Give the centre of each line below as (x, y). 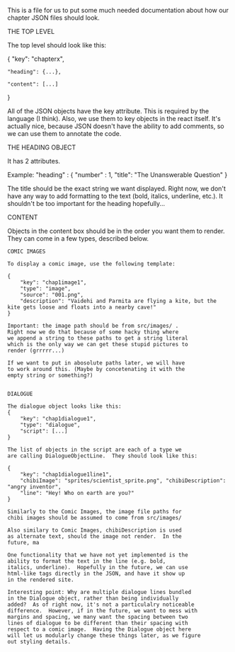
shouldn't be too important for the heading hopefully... (86, 204)
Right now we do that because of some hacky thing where (93, 332)
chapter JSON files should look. (54, 18)
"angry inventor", (34, 487)
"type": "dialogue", (50, 425)
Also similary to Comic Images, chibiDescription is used (94, 530)
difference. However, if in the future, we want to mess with (103, 611)
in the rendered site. (41, 580)
